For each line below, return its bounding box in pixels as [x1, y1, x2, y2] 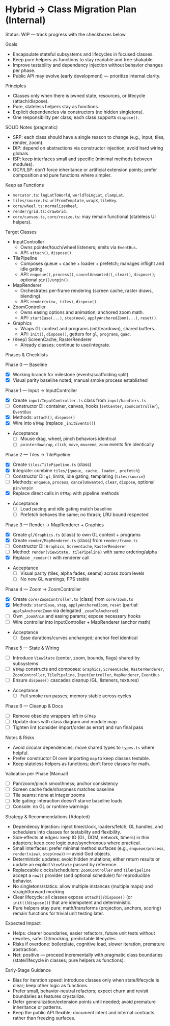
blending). [20, 292, 42, 299]
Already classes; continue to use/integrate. [20, 341, 110, 348]
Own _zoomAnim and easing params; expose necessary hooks [12, 613, 141, 619]
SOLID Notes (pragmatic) [5, 124, 58, 130]
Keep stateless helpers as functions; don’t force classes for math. [12, 761, 151, 767]
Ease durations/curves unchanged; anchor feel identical [20, 634, 138, 641]
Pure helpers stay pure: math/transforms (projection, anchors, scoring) [12, 905, 161, 911]
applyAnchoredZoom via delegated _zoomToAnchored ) [12, 607, 119, 614]
